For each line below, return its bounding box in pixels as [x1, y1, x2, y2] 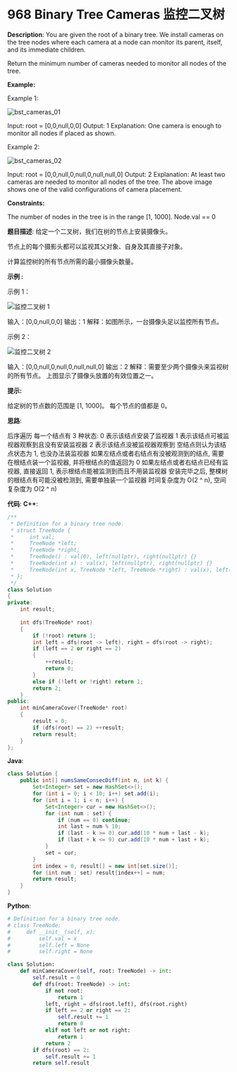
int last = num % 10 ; [57, 823, 121, 830]
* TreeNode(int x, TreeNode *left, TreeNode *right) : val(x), [10, 566, 213, 573]
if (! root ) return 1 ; [32, 632, 97, 639]
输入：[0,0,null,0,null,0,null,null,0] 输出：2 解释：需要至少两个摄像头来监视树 [7, 362, 229, 371]
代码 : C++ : [7, 500, 39, 508]
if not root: [44, 987, 83, 994]
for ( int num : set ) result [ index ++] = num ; [32, 869, 166, 876]
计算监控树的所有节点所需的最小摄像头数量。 [7, 257, 138, 265]
